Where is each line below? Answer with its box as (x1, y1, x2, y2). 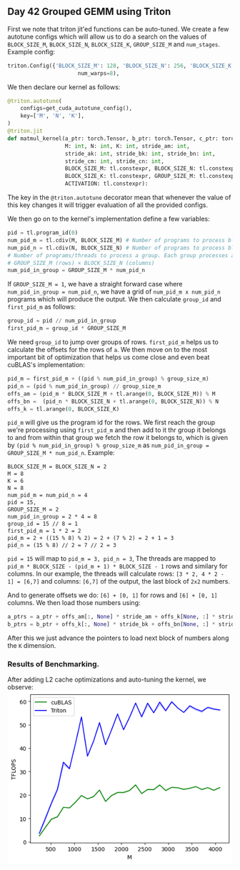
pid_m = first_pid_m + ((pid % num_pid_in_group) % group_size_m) (7, 375, 209, 383)
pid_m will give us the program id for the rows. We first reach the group (7, 418, 216, 427)
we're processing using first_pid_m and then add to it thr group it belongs (7, 426, 226, 434)
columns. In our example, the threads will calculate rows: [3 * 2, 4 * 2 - (7, 569, 224, 578)
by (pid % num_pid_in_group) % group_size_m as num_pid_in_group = (7, 441, 209, 449)
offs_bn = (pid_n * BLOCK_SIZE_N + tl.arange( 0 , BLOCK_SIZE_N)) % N (7, 398, 219, 405)
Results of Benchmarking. (7, 659, 100, 669)
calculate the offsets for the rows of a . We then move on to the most (7, 346, 208, 354)
